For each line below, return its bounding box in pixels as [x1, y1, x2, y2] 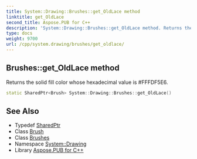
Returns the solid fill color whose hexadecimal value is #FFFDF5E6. [6, 79, 168, 86]
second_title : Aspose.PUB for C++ [6, 19, 91, 25]
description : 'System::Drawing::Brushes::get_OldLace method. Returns [6, 25, 182, 31]
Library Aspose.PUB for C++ [14, 147, 84, 154]
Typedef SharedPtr [14, 121, 61, 129]
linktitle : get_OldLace [6, 14, 64, 20]
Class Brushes [14, 134, 50, 141]
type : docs [6, 31, 33, 36]
